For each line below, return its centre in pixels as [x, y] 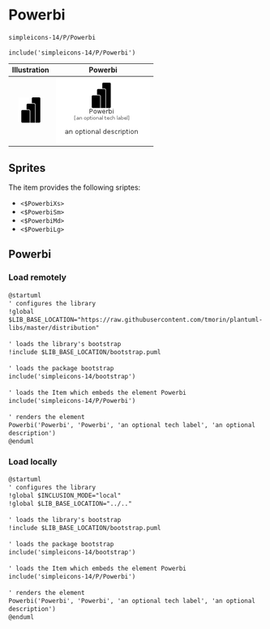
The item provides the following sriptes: [75, 187]
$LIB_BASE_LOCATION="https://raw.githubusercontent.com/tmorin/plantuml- [136, 319]
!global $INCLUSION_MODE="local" [65, 495]
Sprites [27, 168]
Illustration [31, 70]
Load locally [33, 461]
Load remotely [38, 277]
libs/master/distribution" [54, 327]
